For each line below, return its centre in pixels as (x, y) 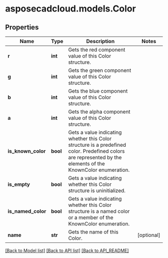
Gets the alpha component (99, 112)
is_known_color (27, 151)
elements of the (86, 164)
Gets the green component (100, 70)
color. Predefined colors (96, 151)
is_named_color (27, 211)
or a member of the (91, 217)
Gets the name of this (93, 232)
